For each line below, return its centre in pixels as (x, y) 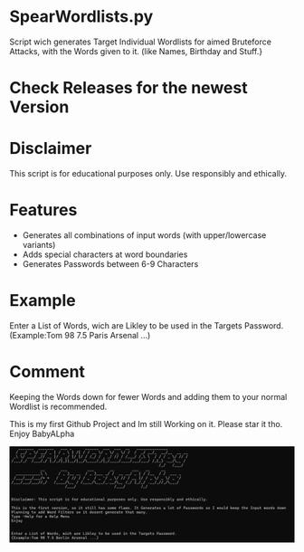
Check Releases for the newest (128, 88)
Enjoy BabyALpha (42, 433)
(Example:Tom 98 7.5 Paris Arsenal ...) (80, 335)
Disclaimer (51, 149)
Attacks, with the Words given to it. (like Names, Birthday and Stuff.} (136, 51)
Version (39, 107)
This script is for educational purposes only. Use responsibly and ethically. (148, 174)
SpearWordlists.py (81, 17)
